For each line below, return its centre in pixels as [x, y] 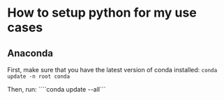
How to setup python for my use [102, 13]
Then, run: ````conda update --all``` [57, 89]
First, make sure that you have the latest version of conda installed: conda [112, 70]
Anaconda [30, 53]
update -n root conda [39, 76]
